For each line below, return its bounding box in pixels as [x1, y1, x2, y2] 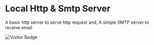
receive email [5, 24, 33, 30]
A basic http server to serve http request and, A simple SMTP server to [5, 19, 150, 25]
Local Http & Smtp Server [5, 3, 111, 14]
